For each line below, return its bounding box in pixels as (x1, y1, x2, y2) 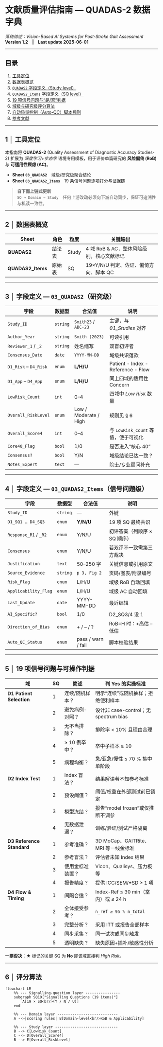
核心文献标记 (95, 253, 125, 260)
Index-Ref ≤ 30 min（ (95, 888, 146, 895)
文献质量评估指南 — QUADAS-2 (5, 4, 131, 16)
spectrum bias (95, 713, 128, 720)
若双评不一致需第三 (109, 544, 153, 551)
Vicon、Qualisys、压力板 (95, 863, 152, 870)
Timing (7, 895, 24, 902)
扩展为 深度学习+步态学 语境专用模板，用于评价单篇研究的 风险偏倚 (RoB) (10, 155, 157, 161)
